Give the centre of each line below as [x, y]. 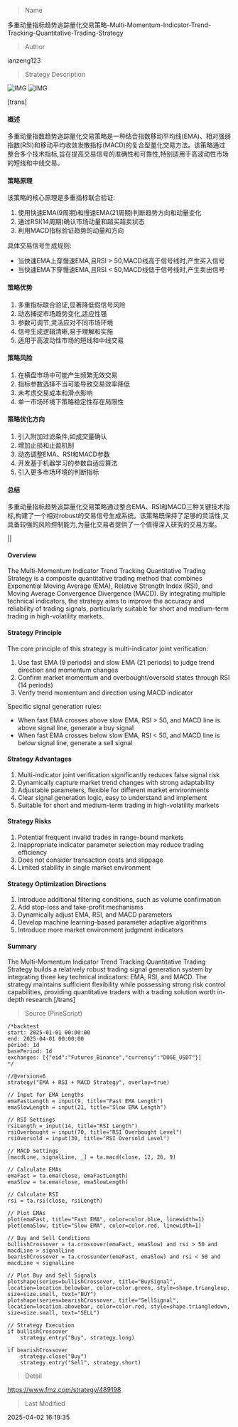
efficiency [32, 853]
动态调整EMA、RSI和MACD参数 [64, 454]
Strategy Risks [29, 821]
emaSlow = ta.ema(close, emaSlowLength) [68, 1182]
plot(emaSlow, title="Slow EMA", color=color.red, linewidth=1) [104, 1226]
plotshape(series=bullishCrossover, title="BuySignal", [92, 1282]
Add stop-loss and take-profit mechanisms [80, 907]
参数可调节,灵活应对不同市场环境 [65, 322]
